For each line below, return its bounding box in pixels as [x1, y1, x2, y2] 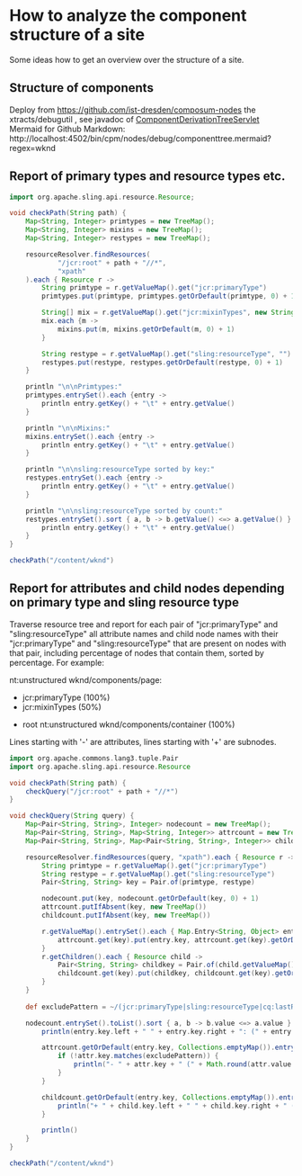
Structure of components [9, 80, 155, 95]
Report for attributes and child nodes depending [9, 581, 285, 597]
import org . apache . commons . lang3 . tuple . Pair [9, 753, 179, 763]
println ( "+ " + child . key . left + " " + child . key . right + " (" [57, 1101, 299, 1110]
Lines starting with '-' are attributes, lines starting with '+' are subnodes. [9, 736, 277, 747]
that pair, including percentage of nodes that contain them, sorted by [9, 647, 265, 658]
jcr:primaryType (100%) [22, 692, 111, 703]
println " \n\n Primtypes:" [25, 382, 123, 391]
